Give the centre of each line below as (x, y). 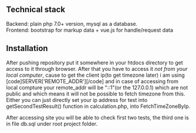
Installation (27, 48)
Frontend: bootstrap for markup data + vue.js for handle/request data (90, 30)
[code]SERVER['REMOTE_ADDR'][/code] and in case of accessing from (92, 81)
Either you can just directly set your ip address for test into (77, 100)
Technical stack (36, 10)
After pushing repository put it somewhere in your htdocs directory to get (94, 62)
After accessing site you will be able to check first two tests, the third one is (97, 117)
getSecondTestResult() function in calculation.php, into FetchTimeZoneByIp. (98, 106)
